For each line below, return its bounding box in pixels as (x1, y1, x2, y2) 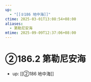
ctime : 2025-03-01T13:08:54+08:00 (5, 16, 77, 21)
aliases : (5, 21, 23, 26)
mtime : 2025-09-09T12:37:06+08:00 (5, 30, 77, 35)
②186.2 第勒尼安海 (5, 53, 86, 65)
